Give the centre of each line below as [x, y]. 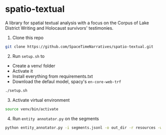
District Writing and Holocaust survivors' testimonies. [59, 28]
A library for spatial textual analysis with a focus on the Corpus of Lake [77, 23]
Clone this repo [28, 38]
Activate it [22, 71]
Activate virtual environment [41, 100]
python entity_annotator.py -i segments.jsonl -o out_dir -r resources [80, 128]
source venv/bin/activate [32, 109]
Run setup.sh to [28, 56]
